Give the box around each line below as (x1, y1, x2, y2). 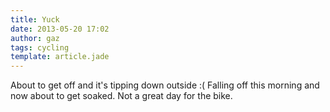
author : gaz (10, 33, 60, 43)
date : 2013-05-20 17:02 (10, 24, 110, 34)
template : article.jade (10, 52, 110, 62)
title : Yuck (10, 14, 60, 25)
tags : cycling (10, 42, 70, 53)
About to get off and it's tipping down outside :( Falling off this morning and (10, 79, 320, 91)
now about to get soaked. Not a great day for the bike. (10, 90, 233, 102)
